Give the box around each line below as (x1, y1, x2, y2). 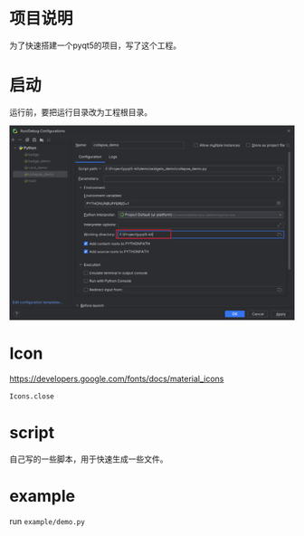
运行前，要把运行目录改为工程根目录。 (9, 106, 152, 118)
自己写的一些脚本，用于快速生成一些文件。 (9, 454, 168, 464)
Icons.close (9, 391, 54, 401)
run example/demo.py (9, 515, 86, 526)
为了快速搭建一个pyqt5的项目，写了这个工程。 (9, 40, 182, 51)
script (9, 422, 55, 443)
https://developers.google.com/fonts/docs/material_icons (9, 373, 224, 384)
